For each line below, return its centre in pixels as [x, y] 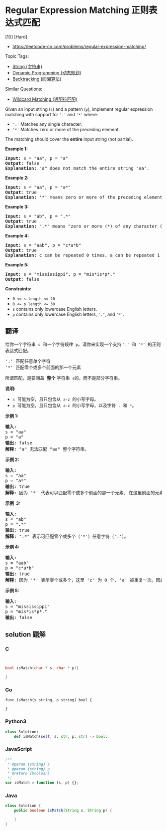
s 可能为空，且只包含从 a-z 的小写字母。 [55, 399]
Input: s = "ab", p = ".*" [38, 216]
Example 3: [17, 207]
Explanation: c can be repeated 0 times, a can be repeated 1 [83, 255]
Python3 [16, 721]
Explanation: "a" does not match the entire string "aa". [77, 168]
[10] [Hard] [16, 37]
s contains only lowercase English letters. [55, 309]
